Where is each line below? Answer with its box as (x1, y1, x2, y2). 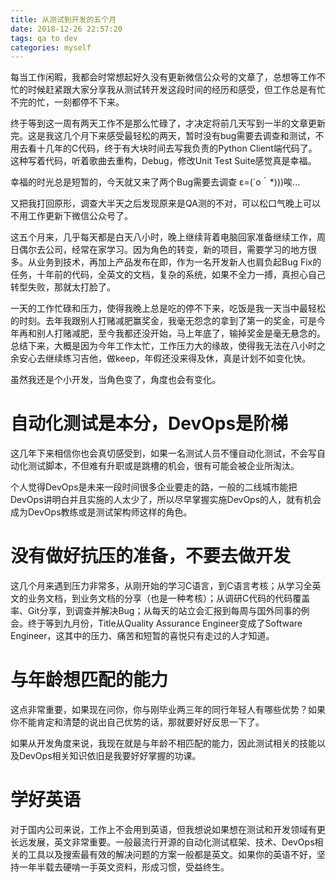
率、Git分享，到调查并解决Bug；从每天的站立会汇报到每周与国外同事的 (10, 605, 302, 617)
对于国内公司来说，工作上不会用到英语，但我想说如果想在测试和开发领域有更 (10, 824, 326, 835)
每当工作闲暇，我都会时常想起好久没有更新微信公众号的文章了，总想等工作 (10, 71, 317, 83)
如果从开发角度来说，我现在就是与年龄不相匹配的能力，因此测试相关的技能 (10, 737, 317, 750)
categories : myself (10, 42, 92, 53)
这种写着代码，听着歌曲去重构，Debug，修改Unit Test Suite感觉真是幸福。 (10, 155, 317, 167)
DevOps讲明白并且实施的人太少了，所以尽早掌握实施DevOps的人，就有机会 (10, 494, 322, 506)
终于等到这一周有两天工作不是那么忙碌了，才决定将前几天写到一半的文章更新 (10, 117, 326, 130)
